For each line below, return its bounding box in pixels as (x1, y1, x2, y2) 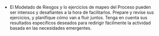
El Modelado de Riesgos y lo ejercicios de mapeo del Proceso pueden (9, 4, 151, 10)
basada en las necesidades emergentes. (9, 25, 92, 31)
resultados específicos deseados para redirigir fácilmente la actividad (9, 20, 151, 26)
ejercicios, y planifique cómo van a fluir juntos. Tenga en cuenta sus (9, 15, 148, 20)
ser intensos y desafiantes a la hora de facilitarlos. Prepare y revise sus (9, 9, 154, 15)
